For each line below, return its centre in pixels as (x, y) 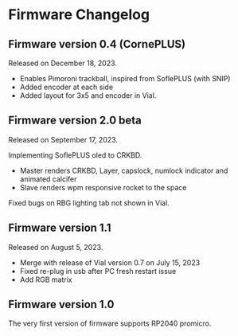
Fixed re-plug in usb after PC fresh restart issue (98, 271)
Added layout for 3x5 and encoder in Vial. (88, 96)
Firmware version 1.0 (61, 305)
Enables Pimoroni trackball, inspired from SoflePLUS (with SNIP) (125, 78)
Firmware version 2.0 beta (75, 121)
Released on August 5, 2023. (56, 247)
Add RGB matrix (46, 279)
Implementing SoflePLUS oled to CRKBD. (75, 155)
